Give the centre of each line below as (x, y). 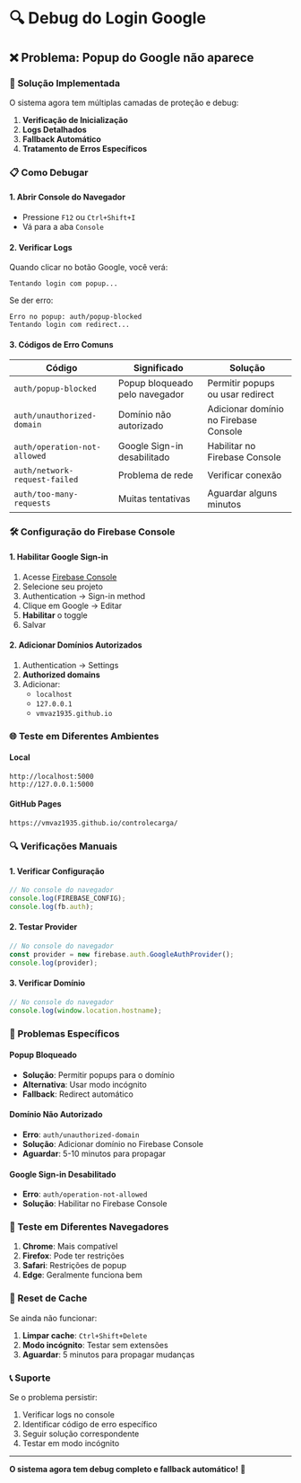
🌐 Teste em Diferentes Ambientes (84, 736)
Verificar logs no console (68, 1415)
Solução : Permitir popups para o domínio (98, 1074)
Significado (158, 368)
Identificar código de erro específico (90, 1425)
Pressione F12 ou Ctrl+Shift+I (79, 217)
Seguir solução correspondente (81, 1434)
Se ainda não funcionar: (53, 1318)
